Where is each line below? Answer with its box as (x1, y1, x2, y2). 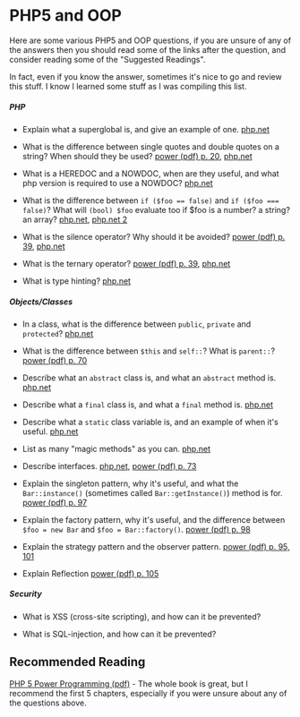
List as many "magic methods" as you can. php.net (21, 443, 210, 454)
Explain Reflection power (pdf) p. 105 (21, 568, 159, 578)
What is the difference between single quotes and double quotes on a (21, 141, 280, 152)
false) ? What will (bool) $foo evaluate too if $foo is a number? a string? (21, 204, 291, 215)
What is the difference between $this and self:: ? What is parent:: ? (21, 346, 276, 356)
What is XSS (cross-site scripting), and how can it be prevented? (21, 610, 261, 622)
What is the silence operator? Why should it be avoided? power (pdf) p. (21, 231, 286, 242)
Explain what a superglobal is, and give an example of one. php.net (21, 124, 270, 134)
